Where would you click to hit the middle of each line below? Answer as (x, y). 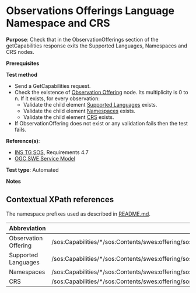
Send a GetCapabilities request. (52, 86)
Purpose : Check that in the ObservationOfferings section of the (82, 39)
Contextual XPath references (60, 200)
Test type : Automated (32, 170)
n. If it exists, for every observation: (57, 98)
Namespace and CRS (58, 23)
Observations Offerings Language (90, 11)
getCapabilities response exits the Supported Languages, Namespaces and (97, 46)
